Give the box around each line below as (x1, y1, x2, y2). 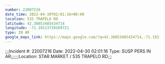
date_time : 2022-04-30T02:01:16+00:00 (5, 12, 84, 17)
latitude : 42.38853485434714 (5, 21, 65, 26)
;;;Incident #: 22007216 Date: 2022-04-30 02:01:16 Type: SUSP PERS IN (5, 48, 151, 54)
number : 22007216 (5, 7, 41, 12)
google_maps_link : (5, 35, 43, 40)
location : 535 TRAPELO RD (5, 16, 58, 21)
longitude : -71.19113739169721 (5, 26, 69, 31)
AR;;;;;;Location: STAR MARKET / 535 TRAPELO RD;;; (5, 53, 112, 59)
